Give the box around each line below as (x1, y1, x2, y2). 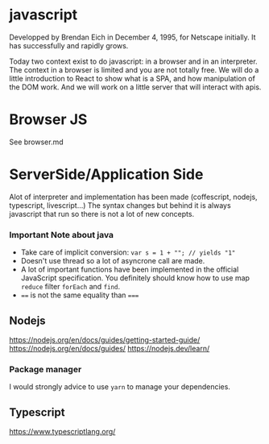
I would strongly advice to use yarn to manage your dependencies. (9, 382, 230, 392)
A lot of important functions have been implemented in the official (20, 264, 239, 275)
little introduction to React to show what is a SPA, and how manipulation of (9, 73, 256, 83)
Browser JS (9, 110, 88, 129)
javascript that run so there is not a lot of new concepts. (9, 209, 195, 218)
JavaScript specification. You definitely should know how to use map (20, 273, 250, 283)
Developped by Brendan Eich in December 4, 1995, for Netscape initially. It (9, 32, 256, 42)
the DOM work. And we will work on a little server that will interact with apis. (9, 82, 262, 92)
